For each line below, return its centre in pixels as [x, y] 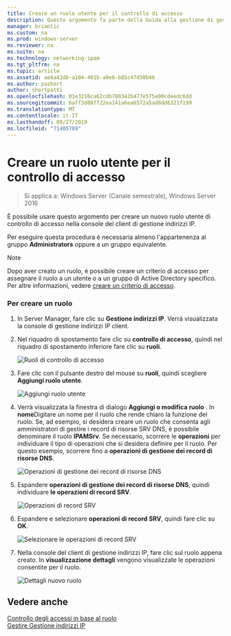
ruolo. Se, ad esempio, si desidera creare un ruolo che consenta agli [114, 421]
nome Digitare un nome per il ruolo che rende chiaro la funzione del [112, 414]
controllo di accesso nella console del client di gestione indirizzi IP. [102, 224]
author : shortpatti [35, 90]
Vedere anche [38, 602]
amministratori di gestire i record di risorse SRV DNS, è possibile [108, 429]
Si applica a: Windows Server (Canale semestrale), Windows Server [120, 196]
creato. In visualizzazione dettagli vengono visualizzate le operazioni [116, 560]
